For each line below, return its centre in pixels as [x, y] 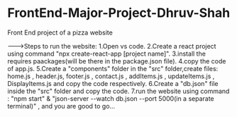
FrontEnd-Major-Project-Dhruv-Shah [119, 13]
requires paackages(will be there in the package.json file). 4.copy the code [117, 61]
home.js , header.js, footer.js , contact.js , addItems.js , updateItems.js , [111, 76]
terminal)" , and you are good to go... [61, 106]
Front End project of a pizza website [60, 32]
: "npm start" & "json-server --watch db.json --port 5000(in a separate [111, 98]
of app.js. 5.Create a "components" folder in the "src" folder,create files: [113, 68]
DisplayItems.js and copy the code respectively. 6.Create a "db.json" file [113, 83]
